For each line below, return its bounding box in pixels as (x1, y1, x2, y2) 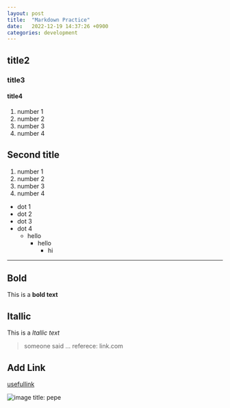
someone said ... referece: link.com (23, 342, 123, 350)
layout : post (7, 10, 44, 17)
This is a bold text (7, 291, 58, 299)
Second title (7, 149, 60, 161)
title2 (7, 54, 30, 66)
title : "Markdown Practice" (7, 16, 90, 23)
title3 (7, 75, 25, 84)
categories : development (7, 29, 78, 36)
